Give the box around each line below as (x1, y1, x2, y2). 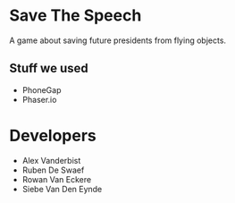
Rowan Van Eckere (21, 173, 92, 184)
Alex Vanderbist (21, 155, 81, 165)
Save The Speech (9, 5, 142, 26)
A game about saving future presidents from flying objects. (9, 35, 226, 46)
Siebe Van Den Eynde (21, 183, 103, 194)
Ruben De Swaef (21, 165, 85, 175)
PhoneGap (21, 84, 62, 95)
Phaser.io (21, 94, 57, 105)
